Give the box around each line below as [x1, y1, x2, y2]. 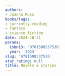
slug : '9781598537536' [5, 53, 52, 59]
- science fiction [5, 30, 43, 35]
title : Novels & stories [5, 63, 57, 68]
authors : [5, 7, 23, 12]
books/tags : [5, 16, 30, 21]
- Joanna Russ [5, 12, 35, 17]
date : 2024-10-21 [5, 35, 41, 40]
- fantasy [5, 26, 26, 31]
